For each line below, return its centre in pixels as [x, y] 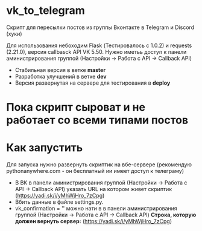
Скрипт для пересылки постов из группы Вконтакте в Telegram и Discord [100, 27]
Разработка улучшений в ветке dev [61, 76]
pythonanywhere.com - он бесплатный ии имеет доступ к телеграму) [95, 171]
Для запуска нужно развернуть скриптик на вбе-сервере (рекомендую [99, 164]
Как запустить [45, 148]
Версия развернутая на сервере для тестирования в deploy [93, 83]
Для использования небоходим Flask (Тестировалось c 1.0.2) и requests [99, 45]
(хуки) [14, 33]
